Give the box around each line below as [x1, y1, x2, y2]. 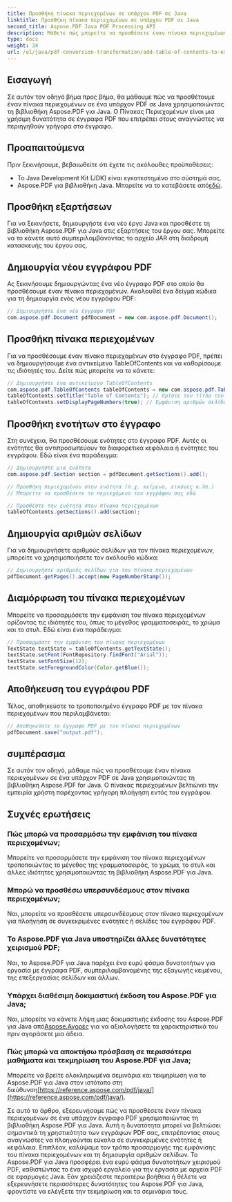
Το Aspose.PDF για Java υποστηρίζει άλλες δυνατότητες [7, 934, 206, 944]
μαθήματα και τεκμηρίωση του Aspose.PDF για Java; [7, 1055, 191, 1065]
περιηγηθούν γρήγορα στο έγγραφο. [7, 122, 113, 130]
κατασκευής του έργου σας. [7, 241, 88, 249]
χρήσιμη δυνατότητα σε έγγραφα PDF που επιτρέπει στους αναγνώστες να [7, 115, 224, 123]
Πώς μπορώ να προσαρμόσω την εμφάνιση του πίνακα [7, 829, 197, 839]
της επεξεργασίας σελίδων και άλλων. [7, 973, 119, 982]
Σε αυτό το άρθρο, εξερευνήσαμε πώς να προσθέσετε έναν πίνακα [7, 1107, 202, 1115]
